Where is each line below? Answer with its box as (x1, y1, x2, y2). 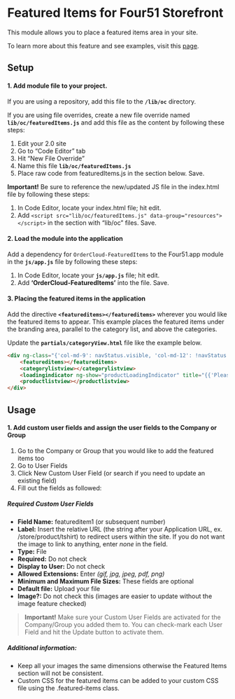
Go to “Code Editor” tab (17, 146, 86, 155)
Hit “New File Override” (17, 154, 85, 162)
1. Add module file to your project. (7, 81, 108, 90)
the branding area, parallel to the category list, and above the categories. (7, 324, 218, 333)
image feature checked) (17, 599, 87, 607)
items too (17, 454, 45, 462)
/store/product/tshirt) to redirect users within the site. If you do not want (17, 532, 225, 541)
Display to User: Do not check (17, 562, 106, 570)
